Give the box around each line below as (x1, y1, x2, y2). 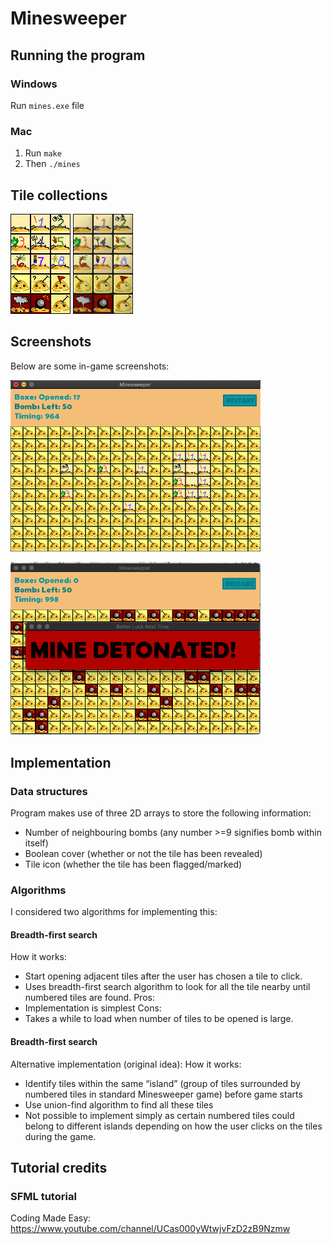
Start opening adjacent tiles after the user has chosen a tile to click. (24, 970, 303, 982)
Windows (10, 77, 58, 91)
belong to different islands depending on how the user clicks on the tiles (24, 1120, 323, 1132)
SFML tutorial (10, 1189, 77, 1203)
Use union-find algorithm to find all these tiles (24, 1098, 214, 1111)
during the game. (24, 1130, 97, 1142)
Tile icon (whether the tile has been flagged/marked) (24, 858, 243, 870)
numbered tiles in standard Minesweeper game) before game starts (24, 1088, 303, 1100)
